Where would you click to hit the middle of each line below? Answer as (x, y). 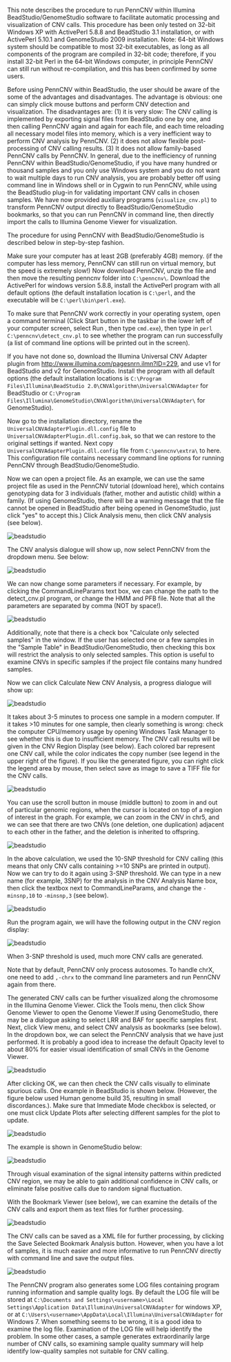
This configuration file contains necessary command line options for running (115, 458)
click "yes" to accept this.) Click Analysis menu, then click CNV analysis (109, 515)
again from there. (32, 984)
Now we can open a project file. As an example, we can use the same (106, 479)
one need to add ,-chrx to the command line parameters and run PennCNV (114, 977)
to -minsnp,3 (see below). (73, 895)
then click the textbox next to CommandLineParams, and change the (104, 888)
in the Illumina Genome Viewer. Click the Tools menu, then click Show (106, 1005)
